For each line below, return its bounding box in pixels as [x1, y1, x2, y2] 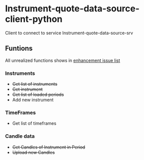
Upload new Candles [12, 149, 55, 155]
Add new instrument [12, 97, 54, 103]
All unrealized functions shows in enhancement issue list [5, 57, 120, 63]
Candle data [5, 133, 35, 140]
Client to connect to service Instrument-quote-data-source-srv [5, 30, 133, 36]
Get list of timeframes [12, 120, 57, 126]
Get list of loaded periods [12, 92, 64, 98]
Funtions [5, 44, 33, 53]
